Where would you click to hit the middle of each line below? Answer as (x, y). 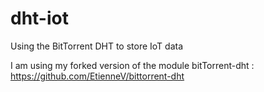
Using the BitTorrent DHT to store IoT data (97, 46)
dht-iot (39, 18)
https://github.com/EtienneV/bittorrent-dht (97, 76)
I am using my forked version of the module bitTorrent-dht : (132, 65)
